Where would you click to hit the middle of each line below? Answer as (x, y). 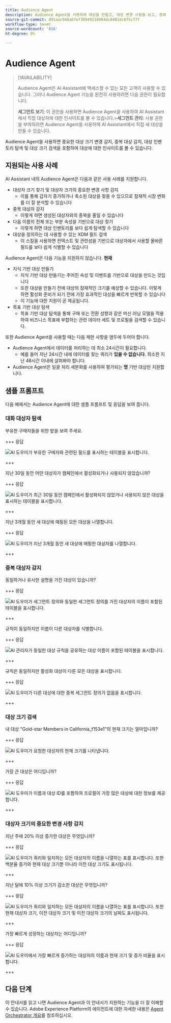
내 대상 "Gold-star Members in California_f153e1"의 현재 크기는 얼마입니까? (82, 729)
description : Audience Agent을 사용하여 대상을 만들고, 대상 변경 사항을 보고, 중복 (86, 15)
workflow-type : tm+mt (28, 24)
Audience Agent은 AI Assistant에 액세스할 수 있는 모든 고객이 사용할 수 (89, 88)
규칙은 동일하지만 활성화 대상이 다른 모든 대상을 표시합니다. (64, 671)
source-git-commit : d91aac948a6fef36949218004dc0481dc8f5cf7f (73, 19)
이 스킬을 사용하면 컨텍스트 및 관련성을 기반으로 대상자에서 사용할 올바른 (92, 241)
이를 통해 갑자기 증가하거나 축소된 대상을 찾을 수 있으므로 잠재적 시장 (88, 196)
